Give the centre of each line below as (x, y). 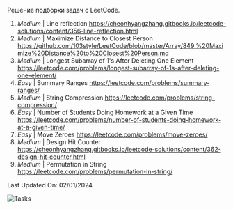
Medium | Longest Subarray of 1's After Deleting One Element (105, 61)
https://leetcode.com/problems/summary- (150, 83)
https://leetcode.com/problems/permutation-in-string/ (95, 171)
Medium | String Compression (60, 98)
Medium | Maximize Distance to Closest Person (85, 38)
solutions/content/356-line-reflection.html (78, 31)
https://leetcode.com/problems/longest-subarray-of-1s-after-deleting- (118, 68)
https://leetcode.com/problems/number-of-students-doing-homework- (119, 120)
